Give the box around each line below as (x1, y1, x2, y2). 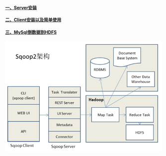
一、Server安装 (5, 4, 37, 10)
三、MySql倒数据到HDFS (5, 29, 57, 35)
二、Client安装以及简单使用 (5, 17, 62, 23)
